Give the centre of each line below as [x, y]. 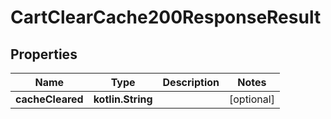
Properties [44, 54]
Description [191, 82]
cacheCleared [49, 99]
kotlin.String [123, 99]
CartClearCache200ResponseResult [166, 17]
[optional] [251, 99]
